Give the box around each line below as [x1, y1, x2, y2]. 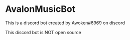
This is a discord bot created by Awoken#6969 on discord [5, 20, 125, 26]
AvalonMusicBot [5, 3, 76, 15]
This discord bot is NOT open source [5, 29, 81, 35]
